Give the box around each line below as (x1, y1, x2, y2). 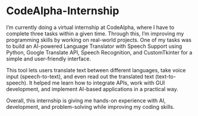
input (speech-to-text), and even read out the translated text (6, 73, 155, 80)
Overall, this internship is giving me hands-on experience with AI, (6, 96, 166, 104)
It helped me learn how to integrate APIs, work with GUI (29, 79, 165, 86)
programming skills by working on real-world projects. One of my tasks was (6, 36, 192, 43)
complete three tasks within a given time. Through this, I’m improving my (6, 30, 184, 37)
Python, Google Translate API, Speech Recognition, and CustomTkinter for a (6, 49, 193, 56)
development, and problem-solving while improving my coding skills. (6, 103, 175, 110)
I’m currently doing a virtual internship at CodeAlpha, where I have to (6, 24, 174, 31)
